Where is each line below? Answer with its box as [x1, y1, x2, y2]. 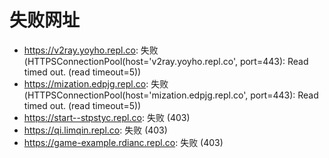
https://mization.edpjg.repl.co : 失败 [23, 77, 169, 90]
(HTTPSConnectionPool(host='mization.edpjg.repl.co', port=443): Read [23, 89, 319, 101]
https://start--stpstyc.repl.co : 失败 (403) [23, 111, 191, 123]
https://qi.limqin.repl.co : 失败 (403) [23, 124, 168, 136]
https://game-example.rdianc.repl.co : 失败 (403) [23, 136, 224, 148]
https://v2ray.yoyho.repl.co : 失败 [23, 44, 159, 56]
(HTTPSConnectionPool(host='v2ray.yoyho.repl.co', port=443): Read [23, 55, 309, 67]
